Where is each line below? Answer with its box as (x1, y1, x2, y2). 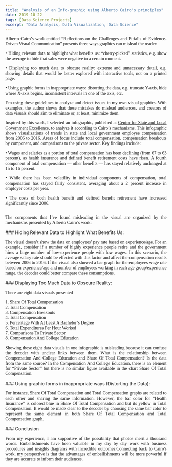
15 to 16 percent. (5, 166, 36, 171)
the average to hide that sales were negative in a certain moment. (5, 56, 121, 62)
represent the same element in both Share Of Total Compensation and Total (5, 411, 167, 417)
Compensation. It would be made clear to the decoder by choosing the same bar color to (5, 406, 167, 411)
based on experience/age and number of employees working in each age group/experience (5, 265, 167, 271)
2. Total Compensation (5, 304, 46, 310)
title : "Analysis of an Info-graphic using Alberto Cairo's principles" (5, 7, 164, 13)
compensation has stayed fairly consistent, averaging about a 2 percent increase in (5, 181, 167, 186)
